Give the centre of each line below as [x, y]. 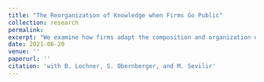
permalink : [26, 30]
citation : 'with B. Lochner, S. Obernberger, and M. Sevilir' [112, 66]
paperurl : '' [29, 59]
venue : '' [24, 52]
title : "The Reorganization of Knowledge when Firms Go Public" [115, 15]
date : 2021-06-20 [37, 45]
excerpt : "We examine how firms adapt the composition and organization [130, 37]
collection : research [44, 23]
